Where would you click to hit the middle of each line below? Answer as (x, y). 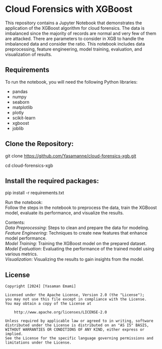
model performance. (26, 238)
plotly (18, 112)
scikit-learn (24, 118)
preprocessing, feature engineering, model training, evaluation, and (74, 49)
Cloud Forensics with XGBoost (69, 9)
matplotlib (22, 107)
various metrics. (21, 254)
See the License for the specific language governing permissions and (79, 338)
